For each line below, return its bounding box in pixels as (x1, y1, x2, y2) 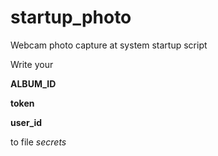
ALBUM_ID (10, 77, 57, 90)
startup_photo (10, 6, 132, 29)
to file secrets (10, 136, 67, 148)
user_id (10, 116, 43, 128)
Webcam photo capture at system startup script (10, 39, 208, 51)
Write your (10, 58, 54, 70)
